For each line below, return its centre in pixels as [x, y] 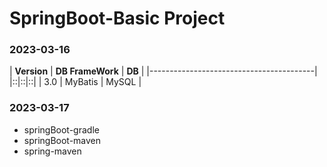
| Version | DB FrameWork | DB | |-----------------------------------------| [163, 71]
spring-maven [52, 151]
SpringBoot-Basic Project [117, 18]
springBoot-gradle [61, 129]
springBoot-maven [62, 140]
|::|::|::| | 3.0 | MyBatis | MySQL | [75, 82]
